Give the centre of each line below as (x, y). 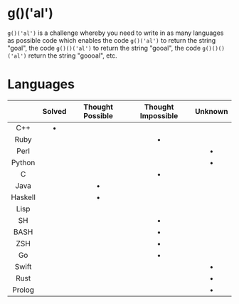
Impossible (159, 115)
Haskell (23, 197)
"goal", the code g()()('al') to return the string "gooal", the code (104, 48)
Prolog (23, 290)
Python (23, 162)
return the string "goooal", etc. (73, 56)
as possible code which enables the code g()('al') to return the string (112, 40)
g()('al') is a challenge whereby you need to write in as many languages (116, 33)
